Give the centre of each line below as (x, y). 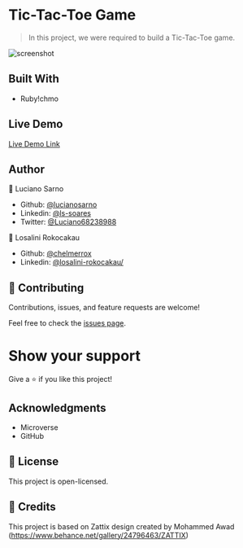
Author (26, 169)
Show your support (74, 356)
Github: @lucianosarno (59, 204)
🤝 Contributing (46, 288)
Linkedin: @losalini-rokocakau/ (72, 262)
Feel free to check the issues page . (67, 323)
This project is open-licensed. (59, 481)
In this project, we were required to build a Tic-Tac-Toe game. (132, 37)
